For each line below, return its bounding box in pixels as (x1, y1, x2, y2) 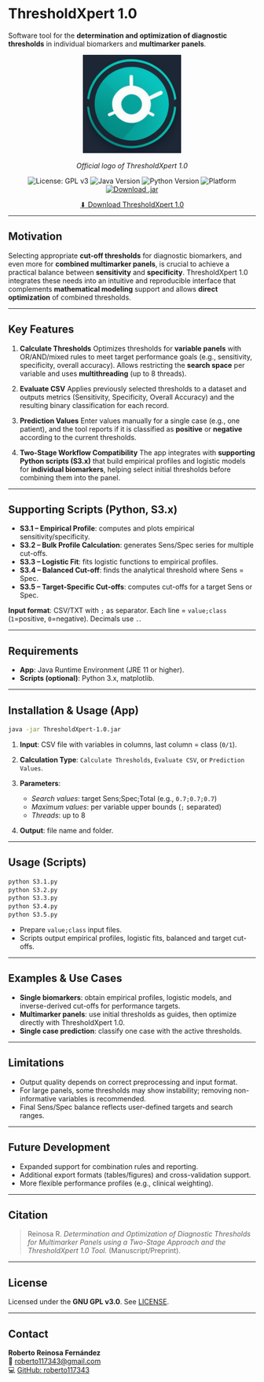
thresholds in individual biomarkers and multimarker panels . (8, 39, 207, 48)
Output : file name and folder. (19, 825, 114, 835)
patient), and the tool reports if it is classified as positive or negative (19, 424, 243, 433)
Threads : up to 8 (31, 810, 86, 820)
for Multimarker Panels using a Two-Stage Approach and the (27, 1237, 226, 1247)
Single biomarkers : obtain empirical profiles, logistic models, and (19, 992, 232, 1002)
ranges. (19, 1110, 45, 1120)
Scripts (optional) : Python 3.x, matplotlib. (19, 674, 155, 683)
